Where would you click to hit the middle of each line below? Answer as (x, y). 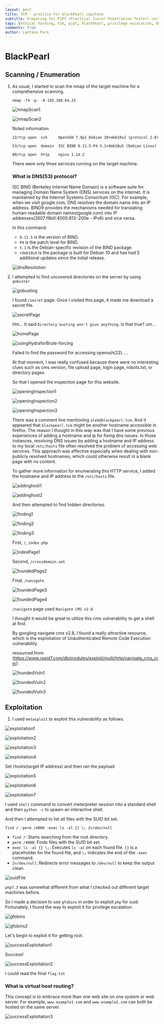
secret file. (23, 305)
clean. (18, 868)
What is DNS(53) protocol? (44, 176)
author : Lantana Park (27, 32)
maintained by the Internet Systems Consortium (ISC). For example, (80, 197)
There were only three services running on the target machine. (75, 164)
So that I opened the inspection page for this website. (66, 382)
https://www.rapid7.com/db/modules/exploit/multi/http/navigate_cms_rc (86, 658)
